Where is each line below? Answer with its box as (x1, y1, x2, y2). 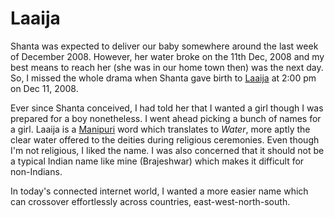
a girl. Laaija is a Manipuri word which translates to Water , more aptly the (10, 123, 311, 135)
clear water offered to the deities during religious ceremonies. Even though (10, 133, 320, 146)
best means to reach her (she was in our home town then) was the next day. (10, 61, 324, 73)
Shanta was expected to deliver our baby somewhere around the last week (10, 40, 319, 52)
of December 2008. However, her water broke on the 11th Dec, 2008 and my (10, 50, 325, 62)
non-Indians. (10, 165, 63, 177)
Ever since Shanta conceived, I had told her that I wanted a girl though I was (10, 102, 324, 114)
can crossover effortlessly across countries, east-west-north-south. (10, 195, 291, 207)
